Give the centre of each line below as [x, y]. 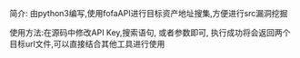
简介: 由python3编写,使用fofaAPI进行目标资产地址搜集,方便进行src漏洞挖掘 [149, 13]
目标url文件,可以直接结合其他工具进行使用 [87, 44]
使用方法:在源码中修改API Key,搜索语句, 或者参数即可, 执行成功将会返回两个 [150, 33]
